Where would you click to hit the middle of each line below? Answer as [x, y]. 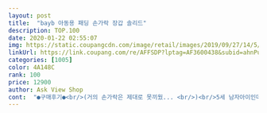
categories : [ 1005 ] [41, 60]
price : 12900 [30, 82]
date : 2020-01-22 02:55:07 [53, 38]
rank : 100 [25, 75]
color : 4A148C [32, 68]
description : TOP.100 [44, 30]
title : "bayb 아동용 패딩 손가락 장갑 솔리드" [77, 23]
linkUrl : [23, 53]
